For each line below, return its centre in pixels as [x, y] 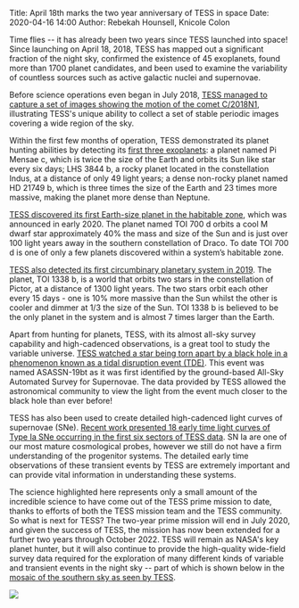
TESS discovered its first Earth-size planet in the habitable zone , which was [148, 214]
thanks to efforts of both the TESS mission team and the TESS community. [146, 511]
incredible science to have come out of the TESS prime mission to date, [141, 501]
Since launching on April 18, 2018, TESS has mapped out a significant [137, 49]
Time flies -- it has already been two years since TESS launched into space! [149, 40]
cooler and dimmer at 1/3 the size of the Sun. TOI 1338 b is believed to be [144, 308]
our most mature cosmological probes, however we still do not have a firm [145, 446]
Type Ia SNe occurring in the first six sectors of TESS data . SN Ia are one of [148, 437]
